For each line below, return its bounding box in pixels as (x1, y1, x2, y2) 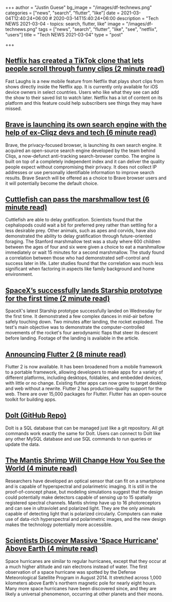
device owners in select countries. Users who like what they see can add (5, 89, 159, 95)
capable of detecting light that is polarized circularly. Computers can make (5, 511, 163, 517)
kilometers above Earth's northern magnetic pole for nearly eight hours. (5, 580, 157, 586)
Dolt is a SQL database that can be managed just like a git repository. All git (5, 425, 164, 431)
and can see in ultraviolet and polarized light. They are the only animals (5, 505, 156, 511)
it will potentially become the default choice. (5, 180, 99, 186)
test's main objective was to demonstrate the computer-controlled (5, 324, 145, 330)
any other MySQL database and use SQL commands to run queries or (5, 436, 152, 442)
